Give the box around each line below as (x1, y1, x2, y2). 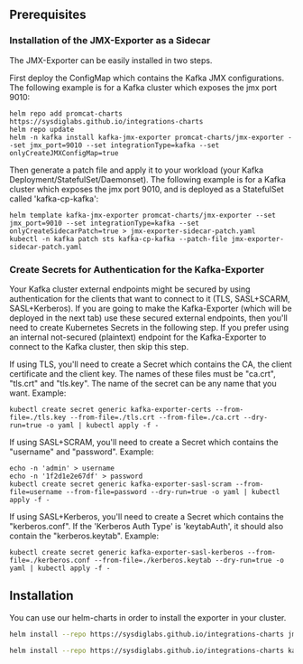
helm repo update (9, 125, 75, 134)
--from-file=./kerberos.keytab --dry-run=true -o (94, 556, 284, 565)
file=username (9, 487, 63, 496)
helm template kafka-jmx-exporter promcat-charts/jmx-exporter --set (9, 210, 277, 220)
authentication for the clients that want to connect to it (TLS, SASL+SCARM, (9, 293, 290, 304)
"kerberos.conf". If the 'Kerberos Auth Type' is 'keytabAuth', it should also (9, 520, 284, 531)
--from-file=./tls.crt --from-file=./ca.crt (69, 413, 241, 422)
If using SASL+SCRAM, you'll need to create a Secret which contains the (9, 436, 279, 447)
